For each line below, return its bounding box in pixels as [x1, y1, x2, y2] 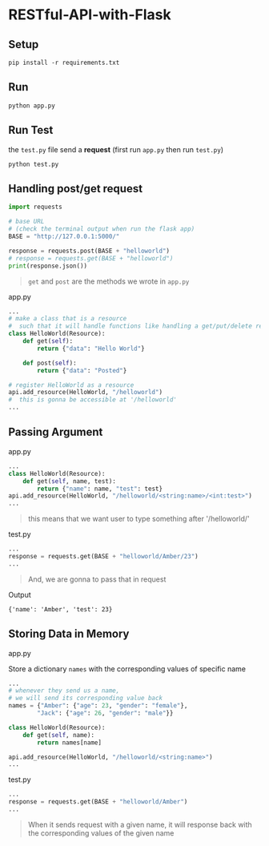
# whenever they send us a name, [8, 687, 120, 695]
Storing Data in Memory [8, 627, 130, 641]
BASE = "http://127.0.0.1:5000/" [8, 232, 120, 241]
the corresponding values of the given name [27, 828, 175, 838]
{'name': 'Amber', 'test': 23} [8, 605, 113, 614]
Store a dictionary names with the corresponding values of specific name [8, 663, 247, 674]
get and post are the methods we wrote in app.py [27, 276, 190, 286]
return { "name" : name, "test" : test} [37, 485, 163, 493]
